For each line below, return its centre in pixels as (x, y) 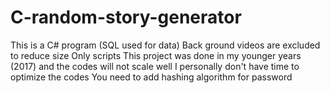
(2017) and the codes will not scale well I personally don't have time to (155, 66)
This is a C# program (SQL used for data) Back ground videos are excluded (165, 45)
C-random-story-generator (126, 17)
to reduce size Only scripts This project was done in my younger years (156, 55)
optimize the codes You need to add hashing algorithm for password (151, 77)
